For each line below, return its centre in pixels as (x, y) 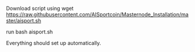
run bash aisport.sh (30, 32)
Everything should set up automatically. (54, 43)
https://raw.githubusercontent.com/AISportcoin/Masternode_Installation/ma (97, 14)
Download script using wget (40, 8)
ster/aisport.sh (24, 21)
